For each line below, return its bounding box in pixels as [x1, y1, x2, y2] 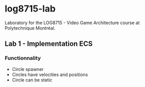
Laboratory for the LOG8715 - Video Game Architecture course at [5, 20, 140, 26]
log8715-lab [5, 3, 56, 15]
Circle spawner [12, 66, 44, 72]
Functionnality [5, 55, 41, 62]
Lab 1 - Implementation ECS [5, 40, 93, 48]
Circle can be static [12, 76, 52, 83]
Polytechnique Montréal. [5, 25, 56, 31]
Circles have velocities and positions [12, 71, 88, 77]
